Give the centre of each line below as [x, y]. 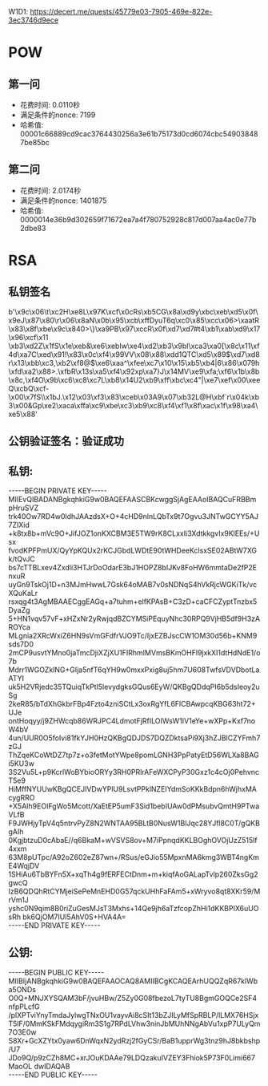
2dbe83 [33, 228]
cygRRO [22, 798]
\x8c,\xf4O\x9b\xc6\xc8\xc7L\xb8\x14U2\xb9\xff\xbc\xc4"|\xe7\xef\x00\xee [134, 379]
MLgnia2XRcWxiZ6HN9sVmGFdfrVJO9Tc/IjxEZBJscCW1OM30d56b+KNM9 [133, 636]
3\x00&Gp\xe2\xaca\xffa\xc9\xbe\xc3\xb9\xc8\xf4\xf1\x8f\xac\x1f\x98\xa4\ [133, 405]
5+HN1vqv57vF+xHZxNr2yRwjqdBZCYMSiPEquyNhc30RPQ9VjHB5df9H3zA [134, 619]
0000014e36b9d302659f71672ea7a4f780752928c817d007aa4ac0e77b [138, 219]
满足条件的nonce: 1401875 [63, 201]
